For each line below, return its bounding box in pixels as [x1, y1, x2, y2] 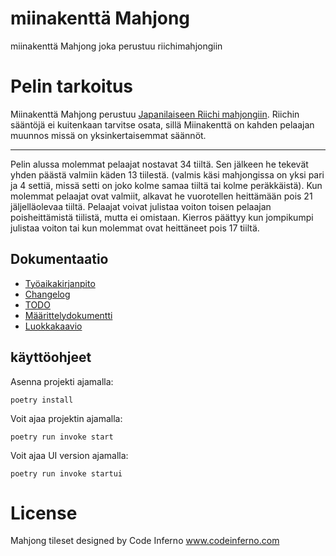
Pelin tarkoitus [10, 75, 134, 98]
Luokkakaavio [24, 320, 83, 332]
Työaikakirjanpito [24, 277, 96, 289]
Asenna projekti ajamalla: [10, 375, 114, 387]
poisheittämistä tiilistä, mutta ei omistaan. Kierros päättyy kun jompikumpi [10, 211, 314, 223]
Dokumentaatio [10, 251, 109, 268]
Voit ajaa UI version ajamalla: [10, 449, 129, 461]
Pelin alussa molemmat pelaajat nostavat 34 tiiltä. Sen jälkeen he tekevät [10, 158, 309, 170]
